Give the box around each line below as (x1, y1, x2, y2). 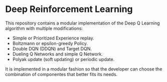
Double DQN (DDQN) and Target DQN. (12, 45, 92, 51)
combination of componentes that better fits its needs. (5, 71, 118, 77)
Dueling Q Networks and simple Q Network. (12, 51, 103, 57)
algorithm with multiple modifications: (5, 25, 83, 31)
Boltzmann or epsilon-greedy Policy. (12, 40, 88, 46)
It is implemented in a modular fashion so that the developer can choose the (5, 66, 162, 72)
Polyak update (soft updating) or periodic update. (12, 56, 115, 62)
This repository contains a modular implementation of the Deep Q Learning (5, 20, 160, 26)
